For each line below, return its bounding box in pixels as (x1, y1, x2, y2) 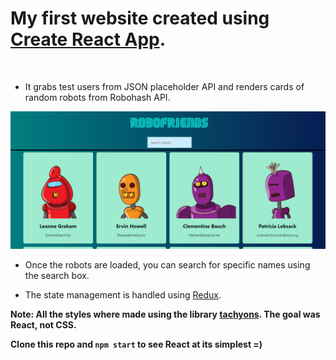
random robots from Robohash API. (24, 91, 171, 103)
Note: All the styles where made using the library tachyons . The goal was (10, 308, 321, 321)
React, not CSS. (10, 319, 77, 331)
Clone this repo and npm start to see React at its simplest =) (10, 338, 263, 351)
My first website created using (10, 7, 270, 30)
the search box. (24, 270, 90, 282)
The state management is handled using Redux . (24, 289, 222, 301)
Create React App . (10, 28, 167, 51)
